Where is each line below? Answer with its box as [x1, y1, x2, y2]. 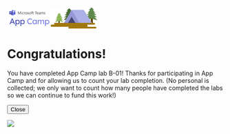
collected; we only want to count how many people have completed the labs [7, 84, 223, 92]
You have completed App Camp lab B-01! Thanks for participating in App [7, 69, 213, 77]
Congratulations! [7, 46, 107, 62]
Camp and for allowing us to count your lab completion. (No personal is [7, 76, 209, 84]
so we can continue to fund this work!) [7, 90, 117, 99]
